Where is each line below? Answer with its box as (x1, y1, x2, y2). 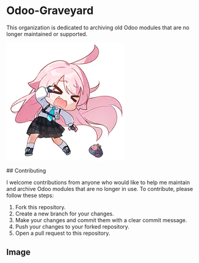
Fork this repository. (15, 203, 66, 211)
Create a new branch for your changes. (15, 210, 114, 217)
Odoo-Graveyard (6, 4, 94, 18)
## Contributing (6, 167, 46, 174)
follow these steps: (6, 192, 54, 199)
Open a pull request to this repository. (15, 229, 110, 237)
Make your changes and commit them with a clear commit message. (15, 216, 187, 223)
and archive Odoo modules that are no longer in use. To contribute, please (6, 185, 194, 192)
